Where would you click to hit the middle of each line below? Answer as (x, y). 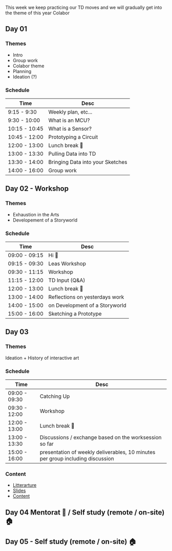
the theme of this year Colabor (38, 13)
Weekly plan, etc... (70, 112)
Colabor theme (28, 66)
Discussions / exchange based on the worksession (101, 437)
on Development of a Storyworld (87, 305)
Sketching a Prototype (75, 314)
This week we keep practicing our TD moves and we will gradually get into (84, 7)
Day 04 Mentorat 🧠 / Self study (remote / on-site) (85, 512)
